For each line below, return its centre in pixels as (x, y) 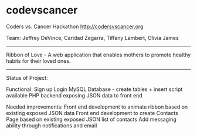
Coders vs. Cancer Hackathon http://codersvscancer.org (75, 26)
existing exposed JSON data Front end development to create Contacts (92, 113)
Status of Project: (27, 77)
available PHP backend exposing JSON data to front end (74, 95)
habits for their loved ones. (38, 61)
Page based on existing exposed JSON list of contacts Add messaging (91, 119)
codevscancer (42, 10)
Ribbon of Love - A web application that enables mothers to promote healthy (98, 55)
